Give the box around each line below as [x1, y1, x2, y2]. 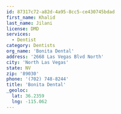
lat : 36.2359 [11, 93, 45, 99]
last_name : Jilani [6, 20, 53, 26]
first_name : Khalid [6, 14, 56, 21]
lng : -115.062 [11, 98, 47, 104]
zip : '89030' [6, 71, 39, 77]
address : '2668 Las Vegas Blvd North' [6, 54, 104, 60]
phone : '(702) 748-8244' [6, 76, 69, 82]
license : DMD [6, 25, 39, 32]
